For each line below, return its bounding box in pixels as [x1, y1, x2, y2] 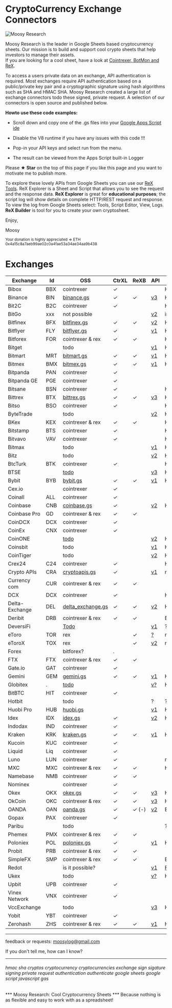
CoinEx [8, 527, 25, 534]
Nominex [8, 781, 30, 788]
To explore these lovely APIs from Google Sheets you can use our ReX [5, 180, 154, 186]
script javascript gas [5, 976, 49, 982]
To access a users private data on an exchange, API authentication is [5, 72, 151, 78]
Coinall [8, 494, 25, 501]
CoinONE [8, 535, 30, 542]
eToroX [8, 639, 25, 647]
